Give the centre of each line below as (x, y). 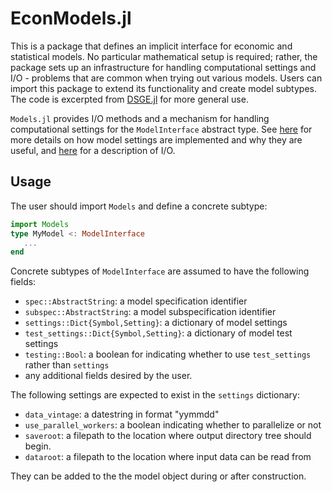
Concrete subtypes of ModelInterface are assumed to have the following (160, 271)
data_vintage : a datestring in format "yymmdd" (122, 414)
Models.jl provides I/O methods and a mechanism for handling (140, 118)
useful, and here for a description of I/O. (93, 150)
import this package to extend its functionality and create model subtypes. (163, 88)
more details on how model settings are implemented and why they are (156, 139)
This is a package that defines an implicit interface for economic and (151, 46)
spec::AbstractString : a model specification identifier (136, 301)
